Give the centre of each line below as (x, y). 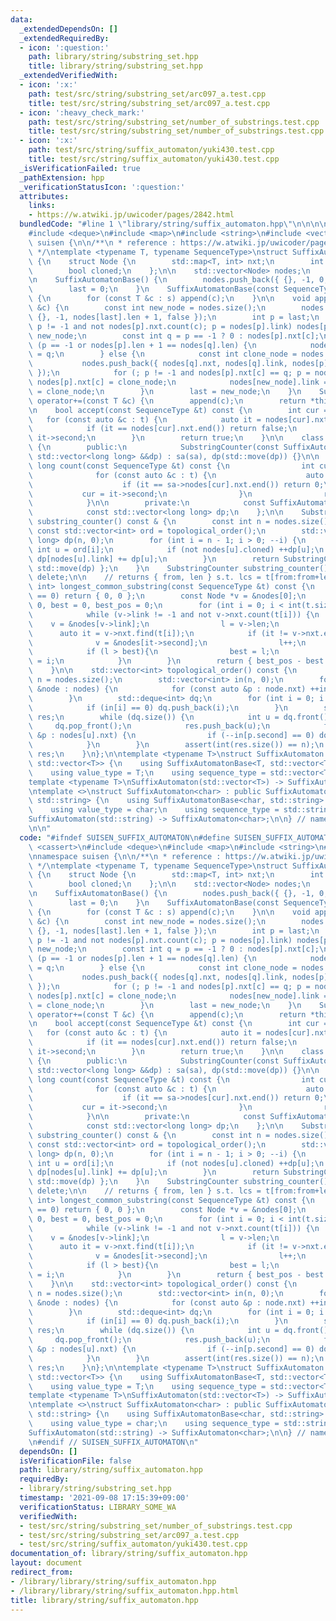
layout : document (46, 1563)
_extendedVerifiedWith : (68, 76)
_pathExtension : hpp (62, 177)
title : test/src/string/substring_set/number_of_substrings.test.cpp (176, 131)
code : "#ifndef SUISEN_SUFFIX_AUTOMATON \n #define (124, 837)
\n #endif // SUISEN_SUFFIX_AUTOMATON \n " (113, 1442)
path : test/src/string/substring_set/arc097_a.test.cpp (147, 94)
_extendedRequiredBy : (64, 38)
